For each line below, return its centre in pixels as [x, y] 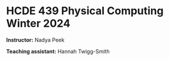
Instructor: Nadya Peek [35, 40]
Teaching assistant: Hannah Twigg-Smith [58, 51]
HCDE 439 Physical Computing [85, 11]
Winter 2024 [38, 23]
